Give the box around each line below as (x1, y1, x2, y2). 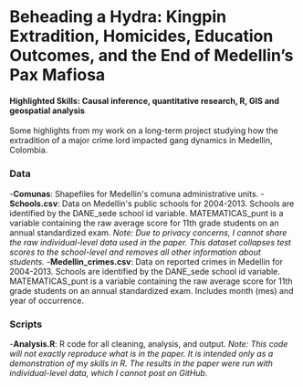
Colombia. (9, 144, 48, 156)
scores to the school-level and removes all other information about (9, 246, 262, 257)
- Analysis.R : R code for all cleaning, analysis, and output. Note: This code (9, 338, 288, 349)
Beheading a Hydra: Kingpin (9, 6, 226, 27)
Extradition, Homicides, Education (9, 26, 274, 47)
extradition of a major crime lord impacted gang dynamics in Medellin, (9, 135, 273, 146)
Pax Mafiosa (9, 65, 106, 86)
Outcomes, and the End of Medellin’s (9, 46, 294, 66)
